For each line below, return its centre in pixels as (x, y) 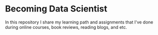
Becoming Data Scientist (56, 9)
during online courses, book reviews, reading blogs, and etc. (66, 27)
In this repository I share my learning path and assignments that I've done (79, 22)
